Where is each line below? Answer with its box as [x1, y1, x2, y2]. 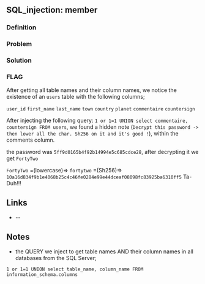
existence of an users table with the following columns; [6, 93, 145, 101]
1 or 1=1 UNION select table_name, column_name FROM [6, 266, 144, 272]
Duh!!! [6, 180, 21, 187]
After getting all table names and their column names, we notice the [6, 86, 177, 94]
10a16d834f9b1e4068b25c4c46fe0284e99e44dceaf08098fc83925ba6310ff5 [6, 174, 182, 180]
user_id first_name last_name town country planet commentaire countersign [6, 106, 195, 112]
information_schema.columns [6, 272, 78, 278]
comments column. [6, 136, 55, 144]
